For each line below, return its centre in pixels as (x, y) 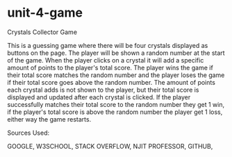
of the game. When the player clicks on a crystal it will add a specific (106, 60)
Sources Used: (28, 133)
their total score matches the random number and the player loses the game (116, 75)
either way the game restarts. (49, 119)
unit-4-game (45, 13)
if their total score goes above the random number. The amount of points (111, 82)
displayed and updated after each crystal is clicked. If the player (99, 97)
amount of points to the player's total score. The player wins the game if (110, 67)
